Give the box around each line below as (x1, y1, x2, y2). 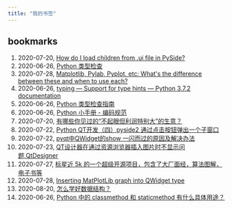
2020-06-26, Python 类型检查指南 (17, 100, 115, 108)
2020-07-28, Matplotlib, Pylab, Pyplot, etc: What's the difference (17, 70, 202, 78)
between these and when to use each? (17, 77, 128, 85)
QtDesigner (25, 152, 59, 160)
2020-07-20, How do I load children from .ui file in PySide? (17, 54, 185, 62)
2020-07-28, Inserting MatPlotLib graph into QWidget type (17, 176, 185, 185)
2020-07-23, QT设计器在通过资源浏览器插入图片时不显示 (17, 143, 180, 152)
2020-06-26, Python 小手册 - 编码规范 (17, 108, 127, 117)
